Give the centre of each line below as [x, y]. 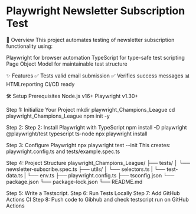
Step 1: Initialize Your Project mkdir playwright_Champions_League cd [91, 109]
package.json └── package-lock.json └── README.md [74, 181]
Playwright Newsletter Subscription [96, 11]
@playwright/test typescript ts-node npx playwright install [77, 134]
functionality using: [30, 46]
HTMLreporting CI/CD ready [40, 84]
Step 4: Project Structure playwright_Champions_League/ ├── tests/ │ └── [98, 163]
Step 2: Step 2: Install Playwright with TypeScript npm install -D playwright [97, 127]
